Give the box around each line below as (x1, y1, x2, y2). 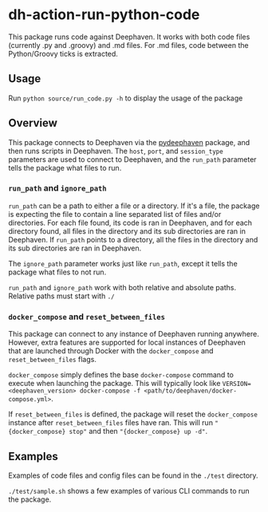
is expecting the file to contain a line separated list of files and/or (8, 209, 222, 219)
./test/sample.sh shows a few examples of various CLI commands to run (8, 486, 250, 495)
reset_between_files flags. (8, 355, 97, 364)
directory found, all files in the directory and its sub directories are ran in (8, 226, 246, 236)
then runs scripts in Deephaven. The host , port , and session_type (8, 146, 223, 156)
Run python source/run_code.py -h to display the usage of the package (8, 93, 243, 103)
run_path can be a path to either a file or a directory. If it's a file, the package (8, 201, 260, 211)
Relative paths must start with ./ (8, 291, 115, 301)
